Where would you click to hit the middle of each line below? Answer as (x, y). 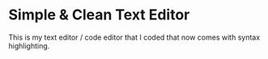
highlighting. (29, 45)
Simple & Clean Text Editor (99, 15)
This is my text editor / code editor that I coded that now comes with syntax (134, 37)
